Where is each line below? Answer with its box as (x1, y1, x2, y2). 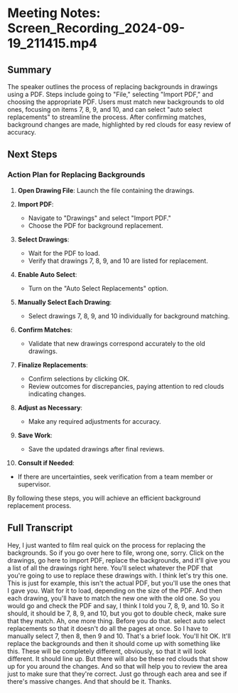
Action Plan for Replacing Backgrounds (7, 170, 146, 179)
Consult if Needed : (17, 458, 75, 467)
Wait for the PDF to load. (28, 249, 101, 257)
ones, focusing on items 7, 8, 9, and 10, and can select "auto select (7, 105, 202, 113)
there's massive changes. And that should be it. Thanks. (7, 677, 172, 685)
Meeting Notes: (7, 5, 101, 21)
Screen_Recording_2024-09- (7, 20, 185, 36)
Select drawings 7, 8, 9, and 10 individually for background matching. (28, 311, 230, 320)
